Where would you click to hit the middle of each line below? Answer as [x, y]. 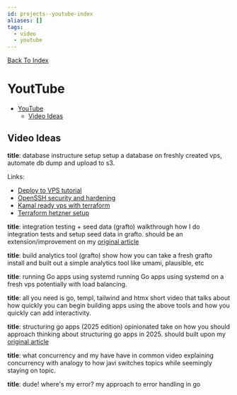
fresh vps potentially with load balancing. [67, 284]
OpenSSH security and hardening [67, 197]
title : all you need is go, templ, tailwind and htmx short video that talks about [119, 297]
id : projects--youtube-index [50, 14]
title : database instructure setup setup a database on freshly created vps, [115, 155]
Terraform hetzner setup [53, 212]
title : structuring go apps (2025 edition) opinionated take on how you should [119, 326]
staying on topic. [32, 370]
